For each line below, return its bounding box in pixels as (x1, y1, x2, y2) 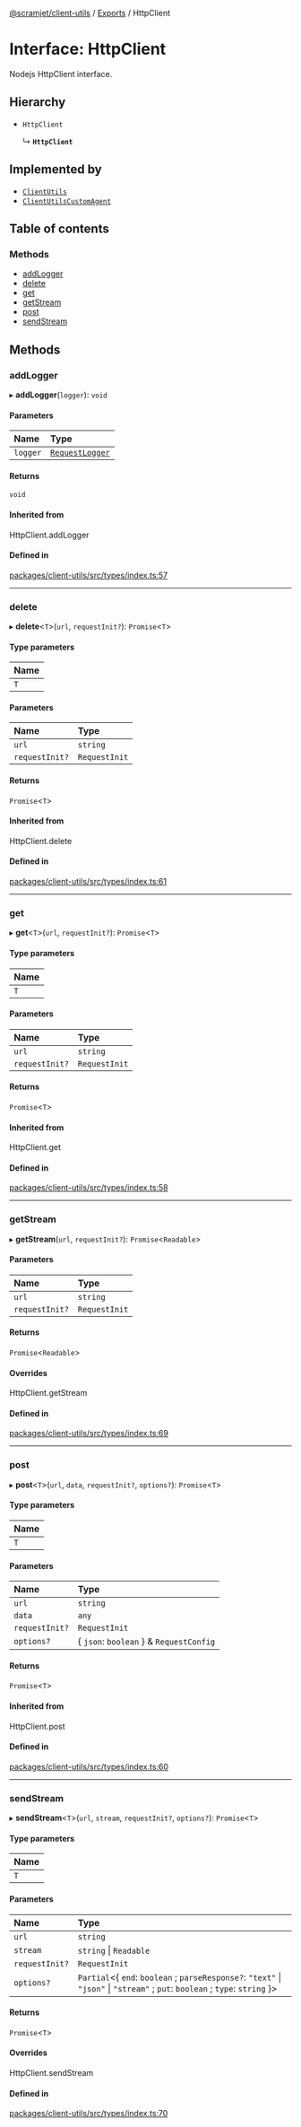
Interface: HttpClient (9, 39, 167, 59)
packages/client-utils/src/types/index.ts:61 (9, 876, 168, 887)
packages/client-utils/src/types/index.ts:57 (9, 570, 168, 580)
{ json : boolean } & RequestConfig (77, 1635, 216, 1648)
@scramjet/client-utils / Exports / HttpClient (9, 8, 171, 18)
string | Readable (77, 1944, 150, 1957)
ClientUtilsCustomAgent (21, 196, 112, 205)
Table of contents (9, 221, 109, 236)
